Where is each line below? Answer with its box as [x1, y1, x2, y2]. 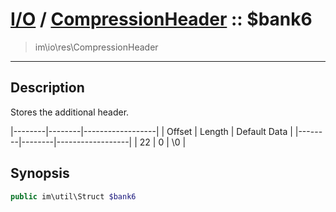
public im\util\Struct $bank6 [10, 191, 137, 202]
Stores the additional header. [10, 106, 130, 118]
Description [10, 79, 85, 97]
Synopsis [10, 165, 70, 182]
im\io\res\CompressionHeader [34, 41, 159, 53]
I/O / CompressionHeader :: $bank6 [10, 8, 313, 31]
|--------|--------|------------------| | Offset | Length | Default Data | [10, 125, 293, 137]
